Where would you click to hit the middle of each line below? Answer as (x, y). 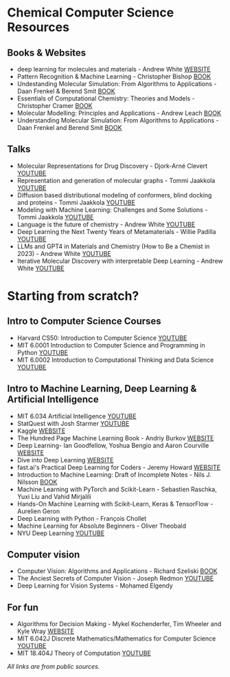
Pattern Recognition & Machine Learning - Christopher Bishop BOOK (114, 76)
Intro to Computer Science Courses (84, 321)
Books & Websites (47, 53)
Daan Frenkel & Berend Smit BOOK (66, 91)
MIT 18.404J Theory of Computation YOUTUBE (84, 653)
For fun (23, 607)
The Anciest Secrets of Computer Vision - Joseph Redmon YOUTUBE (115, 579)
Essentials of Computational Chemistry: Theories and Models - (106, 98)
